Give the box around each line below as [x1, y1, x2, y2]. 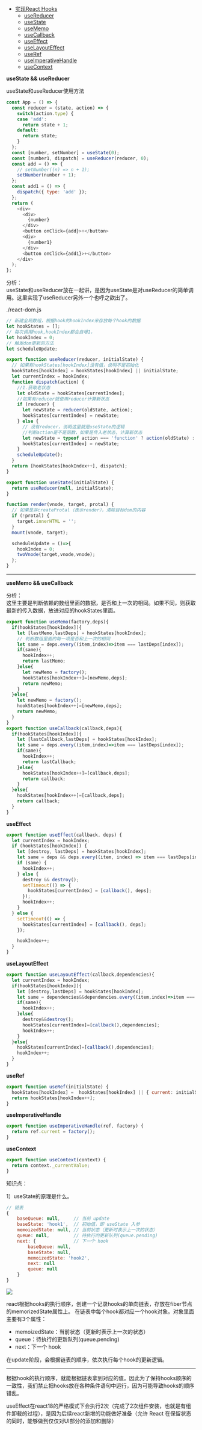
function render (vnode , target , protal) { [6, 502, 114, 508]
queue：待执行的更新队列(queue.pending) [14, 1335, 120, 1343]
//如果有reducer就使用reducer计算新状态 [17, 396, 109, 402]
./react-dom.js [6, 306, 42, 313]
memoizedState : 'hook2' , [28, 1255, 90, 1261]
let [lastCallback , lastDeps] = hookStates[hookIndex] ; [17, 737, 158, 743]
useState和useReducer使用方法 [6, 87, 85, 95]
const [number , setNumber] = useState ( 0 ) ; [11, 149, 120, 155]
